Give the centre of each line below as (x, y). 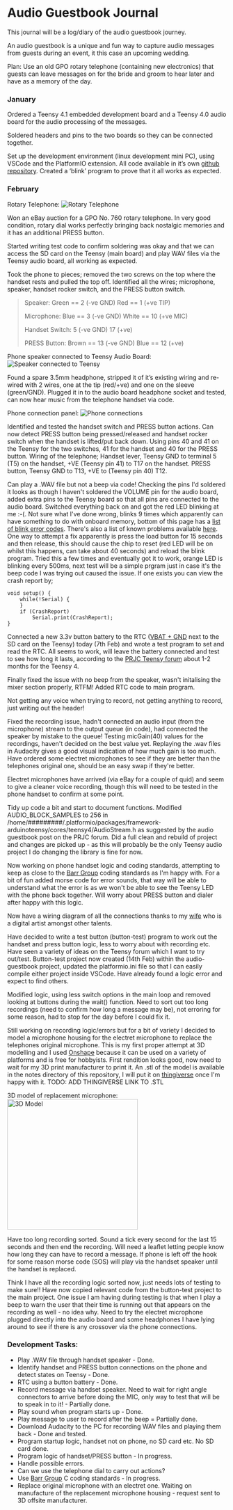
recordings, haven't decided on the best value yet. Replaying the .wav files (114, 743)
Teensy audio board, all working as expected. (72, 261)
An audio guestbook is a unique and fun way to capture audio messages (111, 45)
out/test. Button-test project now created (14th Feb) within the (96, 959)
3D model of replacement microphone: (63, 1095)
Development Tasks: (43, 1344)
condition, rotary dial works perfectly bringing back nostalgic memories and (116, 225)
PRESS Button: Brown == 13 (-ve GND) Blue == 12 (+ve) (104, 343)
